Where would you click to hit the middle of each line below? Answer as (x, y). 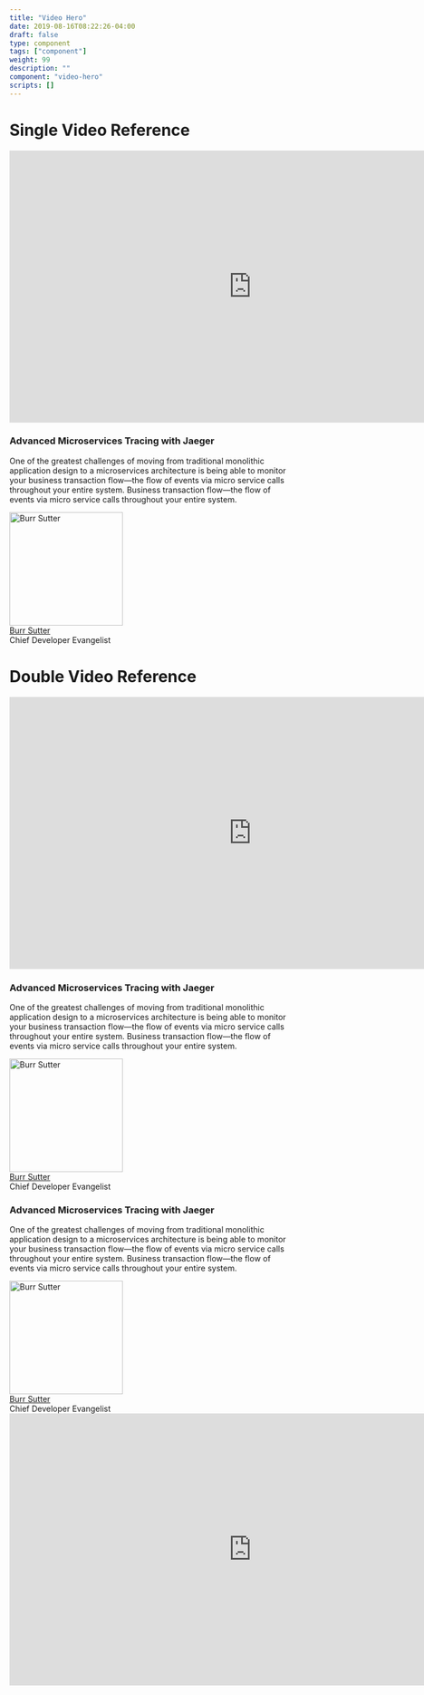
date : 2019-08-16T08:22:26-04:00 (72, 26)
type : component (40, 43)
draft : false (34, 34)
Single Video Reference (100, 130)
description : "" (40, 69)
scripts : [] (32, 85)
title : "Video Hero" (48, 18)
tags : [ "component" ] (48, 52)
